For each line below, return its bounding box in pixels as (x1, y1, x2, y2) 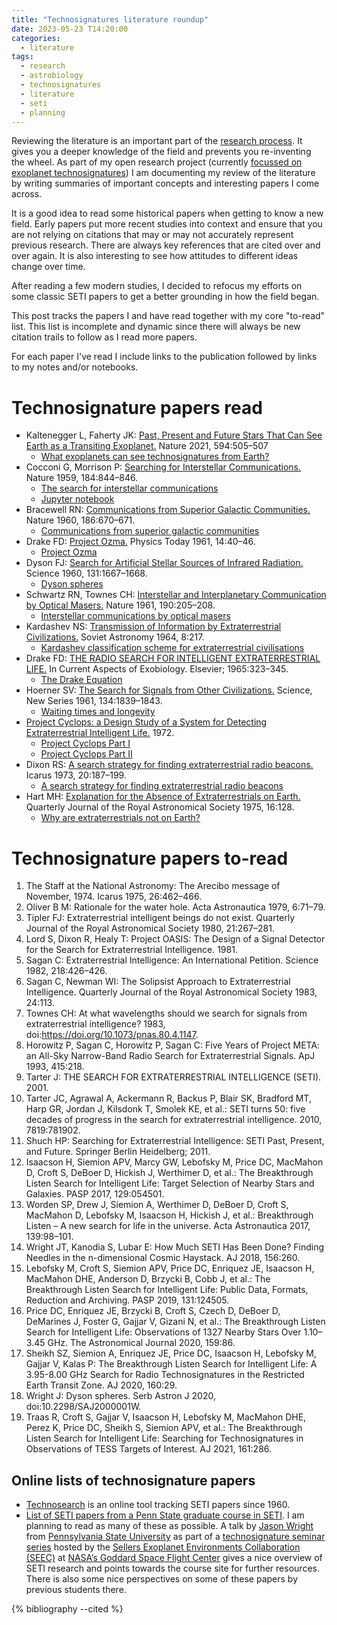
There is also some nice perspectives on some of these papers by (25, 1573, 299, 1585)
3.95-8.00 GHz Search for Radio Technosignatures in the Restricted (25, 1369, 305, 1381)
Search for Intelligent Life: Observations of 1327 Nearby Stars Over (25, 1326, 302, 1338)
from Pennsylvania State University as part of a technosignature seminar (25, 1531, 326, 1543)
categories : (11, 33, 61, 43)
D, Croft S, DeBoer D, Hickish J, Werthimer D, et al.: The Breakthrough (25, 1167, 314, 1179)
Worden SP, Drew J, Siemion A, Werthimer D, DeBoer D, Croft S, (25, 1199, 289, 1211)
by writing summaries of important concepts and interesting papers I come (11, 177, 320, 190)
